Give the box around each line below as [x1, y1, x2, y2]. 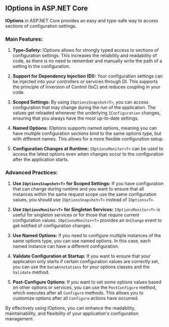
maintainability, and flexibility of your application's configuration [5, 310, 139, 316]
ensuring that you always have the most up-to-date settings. [12, 115, 139, 121]
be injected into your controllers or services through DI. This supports [12, 79, 158, 85]
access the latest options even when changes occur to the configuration [12, 151, 164, 157]
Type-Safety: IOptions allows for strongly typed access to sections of [12, 47, 159, 53]
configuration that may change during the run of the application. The [12, 104, 156, 111]
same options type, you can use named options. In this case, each [12, 238, 151, 244]
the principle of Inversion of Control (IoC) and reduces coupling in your [12, 84, 161, 90]
